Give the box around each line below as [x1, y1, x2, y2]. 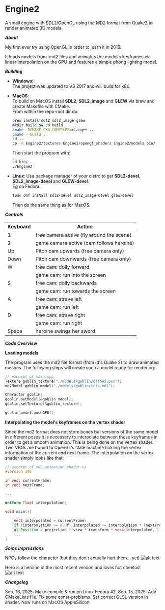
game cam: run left [35, 303, 79, 310]
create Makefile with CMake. [12, 103, 70, 109]
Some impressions [5, 545, 44, 551]
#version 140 [5, 469, 32, 474]
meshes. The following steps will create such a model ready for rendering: [5, 364, 156, 370]
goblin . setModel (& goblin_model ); [5, 397, 74, 402]
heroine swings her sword [35, 327, 96, 334]
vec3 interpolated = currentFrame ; [14, 518, 87, 523]
